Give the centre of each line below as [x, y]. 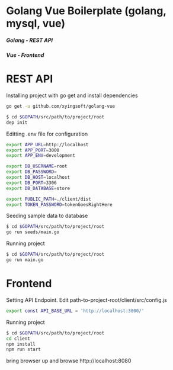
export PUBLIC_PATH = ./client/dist [49, 199]
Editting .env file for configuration [47, 134]
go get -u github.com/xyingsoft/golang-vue [61, 107]
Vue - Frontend [25, 55]
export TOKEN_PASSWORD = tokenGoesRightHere [59, 205]
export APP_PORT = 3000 [33, 150]
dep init [17, 123]
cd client [18, 339]
